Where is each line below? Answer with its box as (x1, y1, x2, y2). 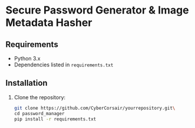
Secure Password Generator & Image (5, 4, 189, 17)
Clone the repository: (14, 93, 66, 100)
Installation (5, 78, 48, 88)
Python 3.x (14, 55, 41, 62)
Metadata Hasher (5, 16, 92, 29)
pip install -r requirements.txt (14, 116, 97, 122)
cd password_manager (14, 110, 65, 116)
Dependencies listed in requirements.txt (14, 61, 114, 68)
